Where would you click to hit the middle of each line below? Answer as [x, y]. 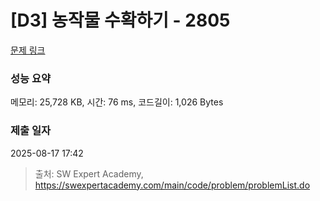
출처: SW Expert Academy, [89, 173]
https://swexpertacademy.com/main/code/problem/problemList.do [172, 185]
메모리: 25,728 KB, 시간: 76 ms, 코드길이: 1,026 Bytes [117, 102]
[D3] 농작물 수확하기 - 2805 [120, 20]
